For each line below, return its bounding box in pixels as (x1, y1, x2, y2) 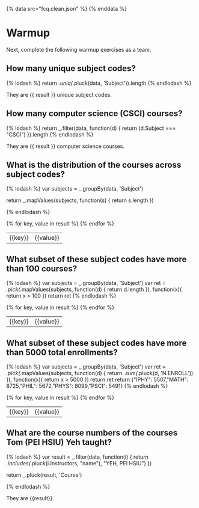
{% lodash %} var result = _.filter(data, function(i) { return (6, 453, 149, 461)
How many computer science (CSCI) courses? (6, 108, 183, 119)
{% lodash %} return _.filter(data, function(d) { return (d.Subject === (6, 124, 176, 132)
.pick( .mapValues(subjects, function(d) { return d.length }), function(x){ (6, 286, 182, 293)
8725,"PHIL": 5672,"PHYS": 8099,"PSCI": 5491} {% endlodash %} (6, 382, 168, 390)
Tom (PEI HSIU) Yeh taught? (6, 437, 112, 447)
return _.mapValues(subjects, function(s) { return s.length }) (6, 197, 155, 204)
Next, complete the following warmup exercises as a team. (6, 46, 152, 53)
